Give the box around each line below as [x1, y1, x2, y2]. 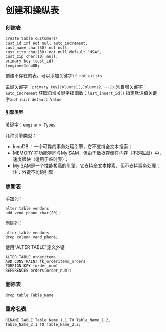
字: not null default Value [5, 96, 62, 102]
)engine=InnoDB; [5, 63, 40, 68]
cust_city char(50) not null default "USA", [5, 50, 102, 55]
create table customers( [5, 36, 58, 42]
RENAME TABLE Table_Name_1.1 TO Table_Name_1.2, [5, 317, 111, 323]
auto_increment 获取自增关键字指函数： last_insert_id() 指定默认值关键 [5, 90, 157, 96]
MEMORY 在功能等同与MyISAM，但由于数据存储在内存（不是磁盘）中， [12, 150, 164, 156]
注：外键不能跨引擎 [12, 169, 54, 175]
